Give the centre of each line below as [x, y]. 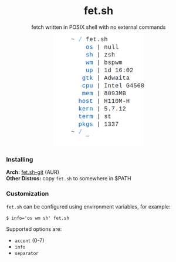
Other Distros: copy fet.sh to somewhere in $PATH [69, 179]
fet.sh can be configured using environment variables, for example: [88, 206]
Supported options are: [34, 229]
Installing [20, 159]
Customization [28, 194]
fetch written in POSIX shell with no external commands [99, 27]
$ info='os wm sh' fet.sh [38, 218]
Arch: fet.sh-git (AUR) [33, 172]
